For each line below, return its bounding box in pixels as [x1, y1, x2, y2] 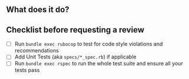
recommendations [14, 47, 59, 54]
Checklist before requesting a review [6, 25, 145, 35]
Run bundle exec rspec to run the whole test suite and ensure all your [14, 60, 184, 67]
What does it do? [6, 5, 69, 15]
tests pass [14, 67, 40, 74]
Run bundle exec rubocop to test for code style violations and [14, 41, 163, 48]
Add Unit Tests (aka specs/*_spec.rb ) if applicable [14, 53, 137, 61]
